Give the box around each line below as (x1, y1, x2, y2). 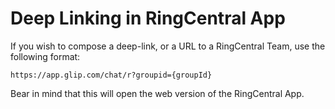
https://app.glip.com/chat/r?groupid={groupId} (10, 70, 213, 80)
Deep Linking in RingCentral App (10, 7, 286, 30)
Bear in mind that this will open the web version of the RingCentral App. (10, 87, 305, 99)
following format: (10, 50, 81, 62)
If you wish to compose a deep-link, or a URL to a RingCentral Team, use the (10, 40, 326, 52)
